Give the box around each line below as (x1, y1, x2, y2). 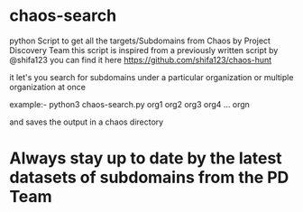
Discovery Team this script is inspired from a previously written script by (9, 44, 279, 55)
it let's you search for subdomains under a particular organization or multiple (9, 71, 294, 82)
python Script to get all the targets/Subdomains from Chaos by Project (9, 35, 271, 46)
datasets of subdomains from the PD (9, 168, 289, 188)
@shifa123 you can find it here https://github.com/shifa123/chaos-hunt (9, 54, 272, 65)
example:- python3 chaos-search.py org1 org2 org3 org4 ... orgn (9, 98, 251, 109)
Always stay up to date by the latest (9, 148, 282, 169)
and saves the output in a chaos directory (9, 116, 164, 127)
